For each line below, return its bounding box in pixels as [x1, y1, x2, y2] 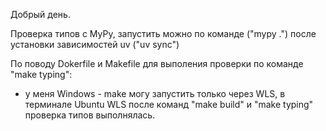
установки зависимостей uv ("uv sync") [10, 39, 180, 50]
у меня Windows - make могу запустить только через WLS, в [24, 88, 286, 99]
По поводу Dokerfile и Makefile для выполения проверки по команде [10, 58, 304, 69]
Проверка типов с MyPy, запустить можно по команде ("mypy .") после [10, 28, 317, 39]
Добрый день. [10, 9, 71, 20]
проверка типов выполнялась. [24, 109, 156, 121]
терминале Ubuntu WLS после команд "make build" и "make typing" [24, 99, 314, 110]
